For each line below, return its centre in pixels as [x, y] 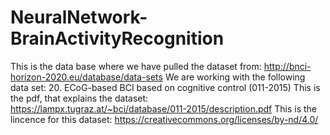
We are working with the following [235, 77]
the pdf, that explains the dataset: [79, 98]
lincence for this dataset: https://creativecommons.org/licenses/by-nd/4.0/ [164, 119]
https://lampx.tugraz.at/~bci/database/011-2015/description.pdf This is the [163, 108]
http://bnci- [287, 66]
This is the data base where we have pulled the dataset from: [136, 66]
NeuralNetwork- [79, 17]
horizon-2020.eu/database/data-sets [86, 77]
